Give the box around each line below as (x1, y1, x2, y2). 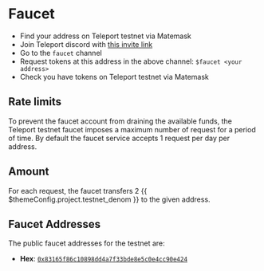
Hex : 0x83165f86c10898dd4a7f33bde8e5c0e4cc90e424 (19, 254, 188, 264)
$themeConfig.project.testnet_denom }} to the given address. (8, 194, 211, 204)
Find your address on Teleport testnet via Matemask (19, 31, 191, 41)
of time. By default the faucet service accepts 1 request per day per (8, 133, 231, 143)
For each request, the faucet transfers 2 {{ (8, 186, 148, 195)
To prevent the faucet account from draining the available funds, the (8, 116, 233, 126)
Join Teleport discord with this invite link (19, 39, 153, 49)
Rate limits (8, 95, 62, 108)
